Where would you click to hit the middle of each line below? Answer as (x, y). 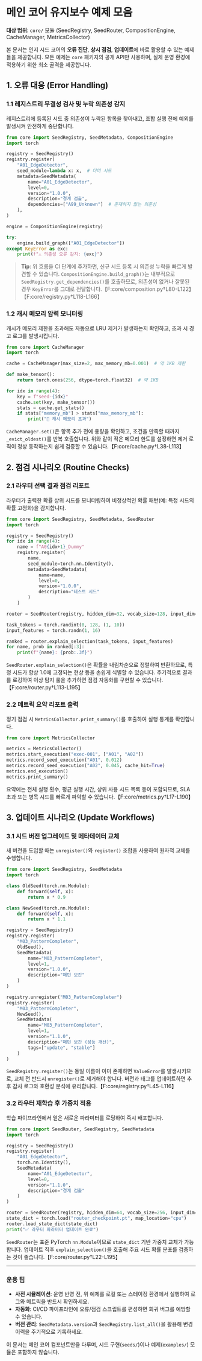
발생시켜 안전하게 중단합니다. (40, 126)
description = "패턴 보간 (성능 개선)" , (72, 1042)
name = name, (52, 575)
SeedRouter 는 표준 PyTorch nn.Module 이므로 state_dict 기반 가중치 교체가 (95, 1241)
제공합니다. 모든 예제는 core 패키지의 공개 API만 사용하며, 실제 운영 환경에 (104, 57)
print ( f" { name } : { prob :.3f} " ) (55, 652)
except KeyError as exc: (37, 249)
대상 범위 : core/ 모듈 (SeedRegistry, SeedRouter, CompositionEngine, (91, 30)
